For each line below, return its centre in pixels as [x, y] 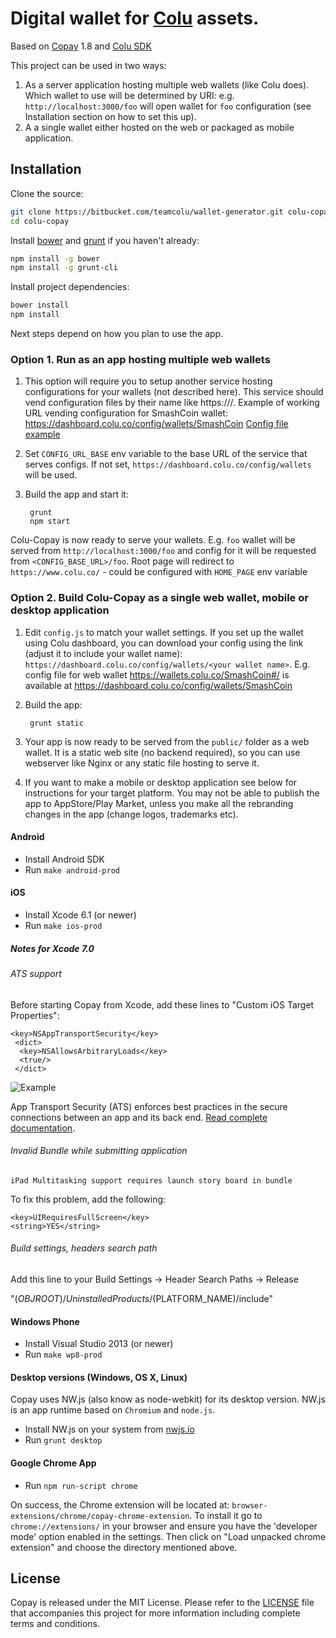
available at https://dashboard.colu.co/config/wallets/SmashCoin [158, 685]
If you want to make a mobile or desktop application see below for [161, 782]
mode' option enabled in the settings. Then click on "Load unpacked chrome [168, 1536]
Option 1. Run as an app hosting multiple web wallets [140, 359]
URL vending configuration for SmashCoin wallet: [126, 413]
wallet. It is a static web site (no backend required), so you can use [162, 752]
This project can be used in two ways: [88, 65]
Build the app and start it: [76, 494]
